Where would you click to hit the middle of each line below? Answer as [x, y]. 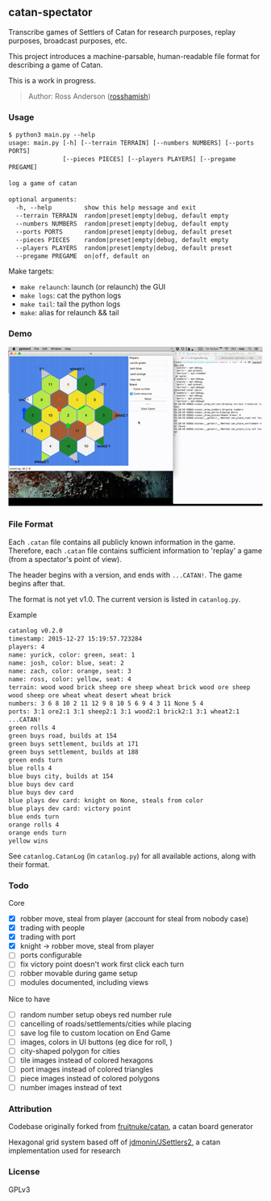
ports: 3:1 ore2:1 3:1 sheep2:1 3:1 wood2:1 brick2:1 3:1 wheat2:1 [124, 711]
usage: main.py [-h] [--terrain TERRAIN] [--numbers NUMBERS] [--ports [131, 143]
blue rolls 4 [30, 768]
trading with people [52, 928]
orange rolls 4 [34, 825]
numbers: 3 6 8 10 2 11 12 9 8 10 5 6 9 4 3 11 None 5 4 [106, 703]
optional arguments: [43, 200]
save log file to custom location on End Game [95, 1033]
